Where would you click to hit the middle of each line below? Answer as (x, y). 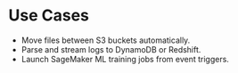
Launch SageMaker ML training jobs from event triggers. (125, 59)
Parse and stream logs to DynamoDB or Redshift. (111, 49)
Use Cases (49, 16)
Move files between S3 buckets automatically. (106, 40)
